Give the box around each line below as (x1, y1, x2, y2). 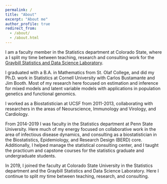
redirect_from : (5, 26, 37, 31)
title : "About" (5, 12, 37, 17)
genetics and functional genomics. (5, 91, 76, 97)
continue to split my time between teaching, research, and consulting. (5, 173, 149, 179)
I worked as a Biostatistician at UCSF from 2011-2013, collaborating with (5, 100, 153, 106)
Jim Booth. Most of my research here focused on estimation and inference (5, 80, 158, 86)
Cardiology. (5, 111, 29, 117)
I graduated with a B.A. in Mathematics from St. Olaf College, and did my (5, 69, 154, 75)
